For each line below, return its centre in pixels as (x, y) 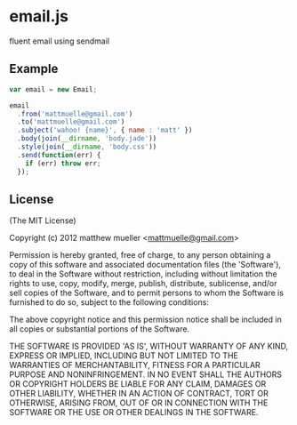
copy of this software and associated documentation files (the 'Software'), (145, 265)
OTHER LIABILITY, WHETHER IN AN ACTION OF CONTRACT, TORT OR (139, 394)
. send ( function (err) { (59, 155)
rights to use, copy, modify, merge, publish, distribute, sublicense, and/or (143, 284)
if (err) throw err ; (63, 163)
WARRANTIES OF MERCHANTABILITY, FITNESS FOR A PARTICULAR (135, 365)
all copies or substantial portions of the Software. (99, 329)
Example (34, 69)
